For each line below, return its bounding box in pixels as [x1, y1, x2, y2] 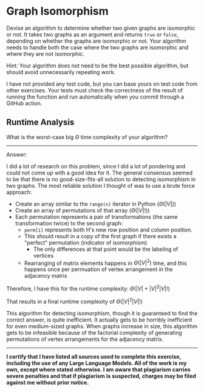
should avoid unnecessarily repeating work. [6, 68, 116, 75]
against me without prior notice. [6, 379, 89, 386]
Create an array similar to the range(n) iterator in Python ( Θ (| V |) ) [15, 200, 177, 207]
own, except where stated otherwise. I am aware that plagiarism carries [6, 366, 191, 373]
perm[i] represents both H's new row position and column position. [24, 226, 192, 233]
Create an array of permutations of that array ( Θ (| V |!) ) [15, 207, 150, 214]
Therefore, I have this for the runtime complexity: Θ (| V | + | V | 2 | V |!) [6, 284, 170, 292]
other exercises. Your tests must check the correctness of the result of [6, 86, 183, 94]
